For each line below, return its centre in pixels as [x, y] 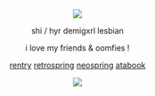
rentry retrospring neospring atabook [77, 65]
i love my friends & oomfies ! [77, 48]
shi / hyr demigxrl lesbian [77, 31]
